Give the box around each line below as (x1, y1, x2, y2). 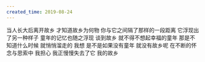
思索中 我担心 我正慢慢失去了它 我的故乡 (17, 49, 118, 57)
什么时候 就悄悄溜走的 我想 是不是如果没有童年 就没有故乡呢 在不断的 (17, 41, 191, 49)
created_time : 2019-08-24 (6, 9, 72, 15)
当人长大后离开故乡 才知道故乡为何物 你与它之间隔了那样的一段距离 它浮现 (6, 26, 194, 33)
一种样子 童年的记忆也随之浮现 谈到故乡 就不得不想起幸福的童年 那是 (17, 34, 190, 41)
